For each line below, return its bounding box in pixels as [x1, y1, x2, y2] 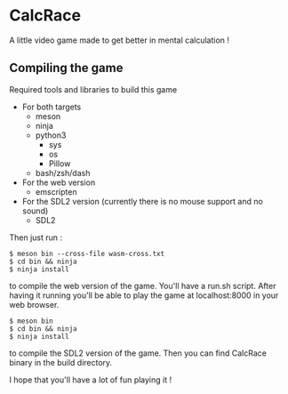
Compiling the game [9, 60, 124, 76]
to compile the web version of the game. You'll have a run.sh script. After [9, 280, 276, 291]
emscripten [35, 186, 77, 197]
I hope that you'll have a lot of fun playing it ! [9, 374, 172, 385]
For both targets [21, 101, 82, 112]
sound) [21, 205, 49, 216]
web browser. [9, 299, 60, 310]
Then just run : [9, 232, 63, 243]
